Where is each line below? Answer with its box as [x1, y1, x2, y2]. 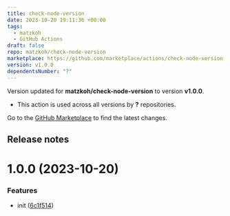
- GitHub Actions [13, 36, 63, 43]
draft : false [7, 42, 45, 49]
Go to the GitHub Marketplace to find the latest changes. [7, 113, 167, 121]
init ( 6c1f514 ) [17, 202, 54, 210]
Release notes [7, 133, 70, 145]
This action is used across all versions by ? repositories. [17, 100, 176, 108]
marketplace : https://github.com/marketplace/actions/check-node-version [7, 55, 224, 62]
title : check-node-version [7, 10, 85, 17]
